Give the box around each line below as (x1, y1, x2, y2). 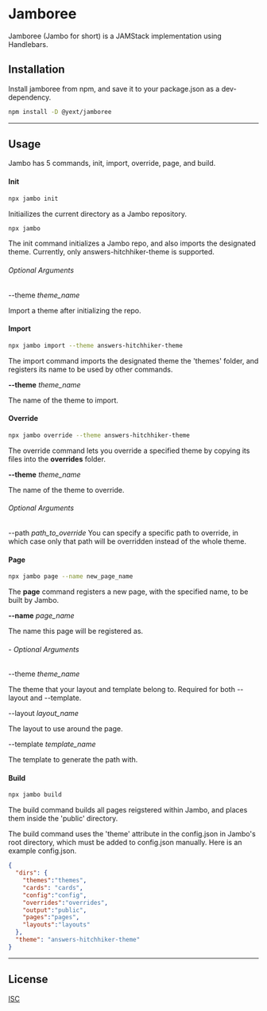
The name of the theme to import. (8, 395, 119, 405)
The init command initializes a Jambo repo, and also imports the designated (8, 238, 257, 248)
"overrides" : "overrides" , (22, 899, 109, 907)
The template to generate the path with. (8, 755, 138, 765)
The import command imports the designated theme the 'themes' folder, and (8, 356, 259, 365)
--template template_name (8, 739, 97, 749)
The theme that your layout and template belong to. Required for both (8, 685, 236, 694)
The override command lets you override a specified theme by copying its (8, 446, 250, 455)
